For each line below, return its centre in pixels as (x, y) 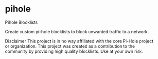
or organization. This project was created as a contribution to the (70, 46)
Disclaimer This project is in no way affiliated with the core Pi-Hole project (79, 41)
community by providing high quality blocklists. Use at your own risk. (74, 51)
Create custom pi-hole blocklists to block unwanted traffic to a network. (77, 31)
